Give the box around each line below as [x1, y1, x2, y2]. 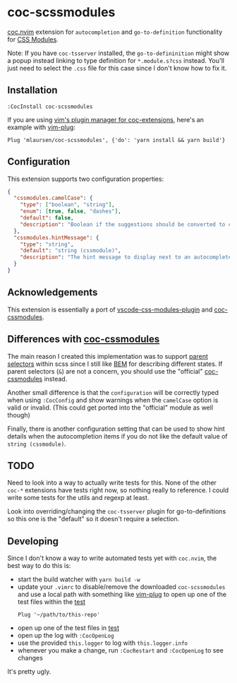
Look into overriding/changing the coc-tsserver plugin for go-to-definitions [7, 507, 226, 516]
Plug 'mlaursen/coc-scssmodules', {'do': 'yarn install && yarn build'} [7, 136, 226, 143]
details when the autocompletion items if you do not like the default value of [7, 432, 228, 440]
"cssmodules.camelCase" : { [13, 195, 93, 202]
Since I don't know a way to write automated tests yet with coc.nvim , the [7, 554, 217, 562]
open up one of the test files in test [17, 624, 120, 632]
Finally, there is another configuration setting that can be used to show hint [7, 424, 226, 433]
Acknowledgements [7, 287, 98, 299]
